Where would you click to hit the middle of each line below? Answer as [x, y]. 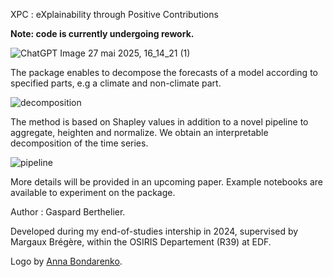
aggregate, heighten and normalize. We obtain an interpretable [139, 132]
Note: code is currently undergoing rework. [102, 33]
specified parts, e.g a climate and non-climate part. [116, 83]
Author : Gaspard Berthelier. [68, 212]
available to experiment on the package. [93, 192]
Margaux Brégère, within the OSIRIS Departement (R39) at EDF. [141, 242]
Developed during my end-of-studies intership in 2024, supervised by [154, 231]
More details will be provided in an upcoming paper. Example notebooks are [166, 182]
